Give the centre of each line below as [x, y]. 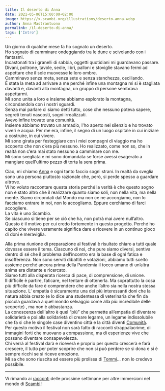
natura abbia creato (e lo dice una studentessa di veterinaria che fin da [77, 296]
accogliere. [16, 208]
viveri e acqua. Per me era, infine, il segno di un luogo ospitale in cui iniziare [82, 130]
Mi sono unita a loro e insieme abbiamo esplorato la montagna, [69, 99]
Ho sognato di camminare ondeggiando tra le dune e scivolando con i [75, 52]
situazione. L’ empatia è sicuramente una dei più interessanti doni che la [78, 291]
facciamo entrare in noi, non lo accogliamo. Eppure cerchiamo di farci [75, 203]
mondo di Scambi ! [23, 384]
